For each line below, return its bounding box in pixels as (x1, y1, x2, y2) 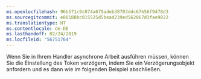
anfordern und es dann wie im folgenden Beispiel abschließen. (6, 66, 162, 72)
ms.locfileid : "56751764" (6, 37, 71, 42)
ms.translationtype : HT (6, 20, 66, 26)
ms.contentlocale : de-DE (6, 25, 69, 32)
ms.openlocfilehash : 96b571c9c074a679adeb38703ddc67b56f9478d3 (6, 8, 169, 15)
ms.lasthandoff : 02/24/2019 (6, 31, 77, 37)
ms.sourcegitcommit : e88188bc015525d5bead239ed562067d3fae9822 (6, 14, 169, 20)
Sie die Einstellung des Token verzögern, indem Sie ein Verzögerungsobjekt (6, 59, 195, 66)
